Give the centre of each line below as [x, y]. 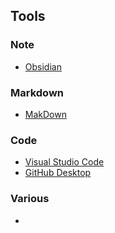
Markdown [37, 92]
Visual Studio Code [64, 162]
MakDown [45, 114]
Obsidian [43, 66]
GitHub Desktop [58, 173]
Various [30, 199]
